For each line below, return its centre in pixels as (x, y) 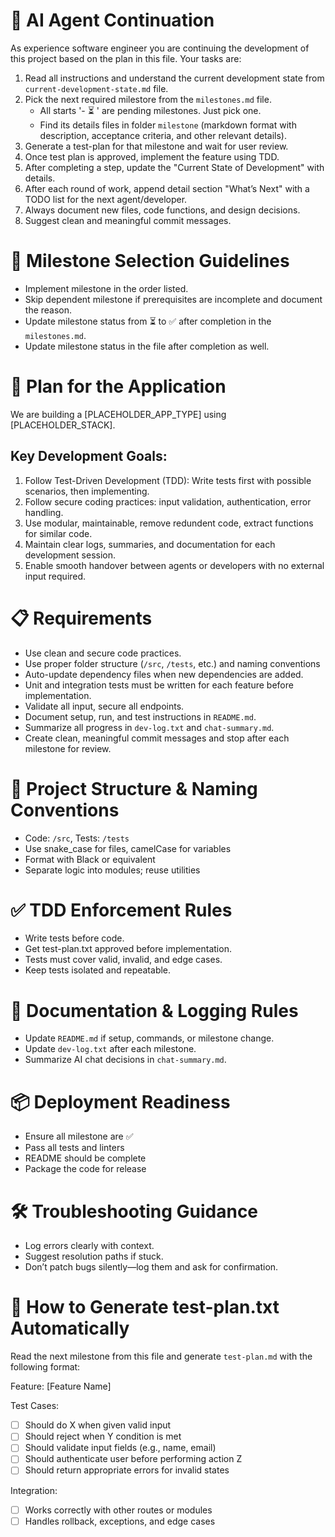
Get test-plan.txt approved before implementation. (128, 949)
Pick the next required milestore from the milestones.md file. (148, 99)
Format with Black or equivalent (90, 859)
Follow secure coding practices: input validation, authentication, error (168, 501)
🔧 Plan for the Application (118, 386)
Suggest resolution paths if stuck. (94, 1256)
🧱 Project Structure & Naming (134, 788)
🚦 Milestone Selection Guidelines (150, 261)
